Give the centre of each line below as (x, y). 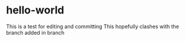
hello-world (35, 10)
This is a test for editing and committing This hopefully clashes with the (93, 26)
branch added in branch (35, 32)
